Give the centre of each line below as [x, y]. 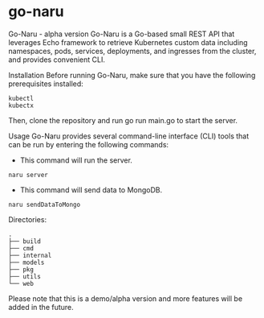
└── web [21, 283]
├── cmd [21, 248]
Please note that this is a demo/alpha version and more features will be [126, 298]
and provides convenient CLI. [57, 60]
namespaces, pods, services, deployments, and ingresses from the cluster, [132, 51]
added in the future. [41, 307]
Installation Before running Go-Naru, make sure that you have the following [132, 75]
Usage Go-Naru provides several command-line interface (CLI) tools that [129, 136]
